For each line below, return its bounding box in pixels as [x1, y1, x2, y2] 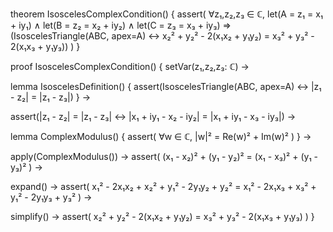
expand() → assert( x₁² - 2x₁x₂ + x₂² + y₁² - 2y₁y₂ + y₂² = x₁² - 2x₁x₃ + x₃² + [10, 181, 317, 192]
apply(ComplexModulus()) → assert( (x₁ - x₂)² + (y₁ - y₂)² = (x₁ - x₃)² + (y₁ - [10, 151, 319, 162]
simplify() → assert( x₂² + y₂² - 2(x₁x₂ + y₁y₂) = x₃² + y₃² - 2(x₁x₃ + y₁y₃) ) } [10, 211, 315, 222]
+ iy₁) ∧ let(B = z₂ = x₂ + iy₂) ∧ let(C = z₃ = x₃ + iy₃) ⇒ [10, 19, 232, 31]
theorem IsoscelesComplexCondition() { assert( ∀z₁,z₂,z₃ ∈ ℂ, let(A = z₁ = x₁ [10, 8, 324, 20]
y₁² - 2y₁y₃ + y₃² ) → [10, 191, 93, 203]
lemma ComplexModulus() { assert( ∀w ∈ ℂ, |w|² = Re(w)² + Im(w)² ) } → [10, 131, 312, 142]
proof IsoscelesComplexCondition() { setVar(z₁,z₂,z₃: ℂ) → [10, 61, 250, 72]
